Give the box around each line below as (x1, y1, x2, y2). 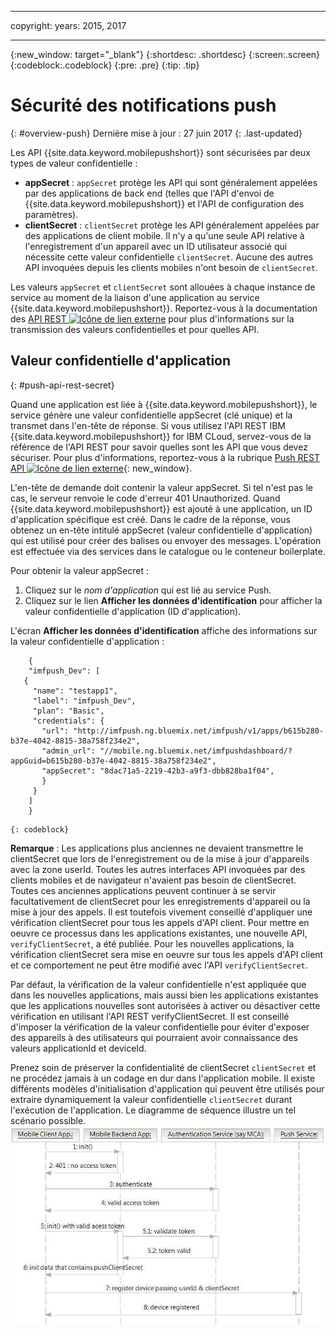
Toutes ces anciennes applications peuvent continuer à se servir (10, 884, 277, 896)
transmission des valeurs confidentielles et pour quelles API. (10, 323, 260, 335)
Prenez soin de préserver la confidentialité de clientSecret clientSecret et (10, 1061, 317, 1073)
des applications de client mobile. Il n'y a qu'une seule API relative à (24, 229, 305, 241)
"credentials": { (32, 716, 105, 726)
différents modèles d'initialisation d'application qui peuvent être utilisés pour (10, 1082, 325, 1095)
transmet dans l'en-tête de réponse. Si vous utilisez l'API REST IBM (10, 419, 286, 431)
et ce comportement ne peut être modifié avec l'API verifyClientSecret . (10, 959, 308, 971)
